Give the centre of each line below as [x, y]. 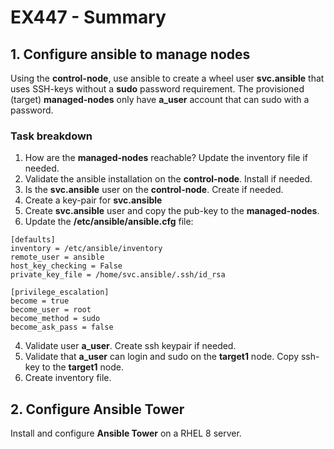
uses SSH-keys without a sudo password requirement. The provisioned [157, 89]
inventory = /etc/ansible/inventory [86, 249]
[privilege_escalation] [60, 292]
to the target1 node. [82, 367]
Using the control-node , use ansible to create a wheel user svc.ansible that [167, 78]
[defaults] [33, 240]
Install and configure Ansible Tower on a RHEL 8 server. [126, 433]
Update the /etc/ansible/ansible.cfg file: [109, 222]
